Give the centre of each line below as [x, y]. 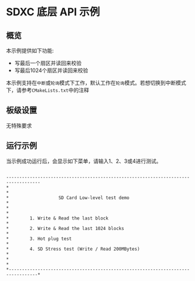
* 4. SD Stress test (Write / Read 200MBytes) [73, 249]
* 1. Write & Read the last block [57, 218]
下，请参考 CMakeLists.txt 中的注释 [48, 90]
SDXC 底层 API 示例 [53, 12]
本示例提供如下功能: [30, 51]
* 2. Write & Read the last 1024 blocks [65, 228]
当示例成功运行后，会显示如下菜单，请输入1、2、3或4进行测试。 [84, 161]
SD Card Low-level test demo [94, 198]
